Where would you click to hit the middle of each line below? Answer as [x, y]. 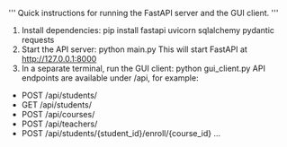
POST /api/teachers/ [59, 124]
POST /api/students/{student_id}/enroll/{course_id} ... [121, 133]
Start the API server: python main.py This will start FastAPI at [135, 49]
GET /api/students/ [56, 105]
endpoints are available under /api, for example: [110, 78]
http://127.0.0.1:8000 [59, 59]
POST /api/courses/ [58, 114]
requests [38, 40]
